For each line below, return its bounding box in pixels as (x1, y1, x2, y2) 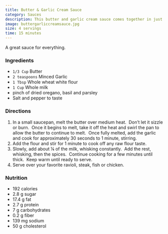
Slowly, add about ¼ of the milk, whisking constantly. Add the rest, (12, 146, 151, 152)
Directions (5, 107, 31, 114)
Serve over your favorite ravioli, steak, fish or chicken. (12, 162, 124, 168)
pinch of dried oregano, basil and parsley (12, 90, 98, 96)
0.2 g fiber (12, 212, 34, 218)
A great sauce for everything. (5, 45, 66, 50)
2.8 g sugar (12, 191, 37, 197)
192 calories (12, 185, 38, 191)
